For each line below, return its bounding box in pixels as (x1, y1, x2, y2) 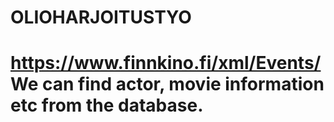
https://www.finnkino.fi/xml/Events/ (10, 52, 322, 75)
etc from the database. (10, 94, 204, 117)
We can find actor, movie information (10, 73, 325, 96)
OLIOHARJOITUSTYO (10, 6, 192, 29)
